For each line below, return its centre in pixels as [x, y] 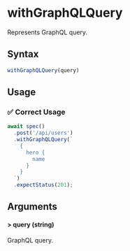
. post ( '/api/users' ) [43, 133]
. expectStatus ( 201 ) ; [43, 185]
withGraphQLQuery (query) [43, 70]
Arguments [32, 207]
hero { [35, 152]
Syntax [23, 54]
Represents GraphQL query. [48, 32]
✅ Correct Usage [36, 112]
